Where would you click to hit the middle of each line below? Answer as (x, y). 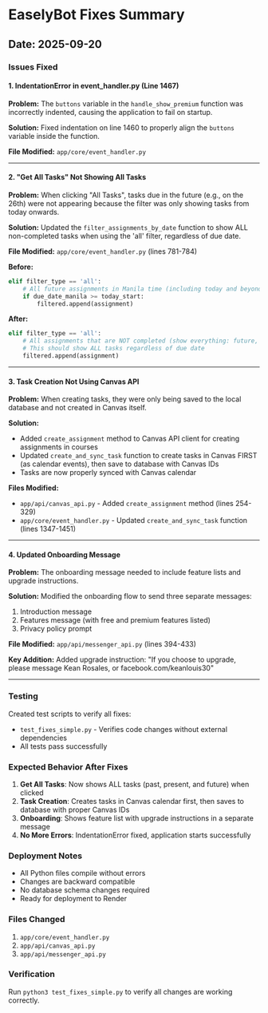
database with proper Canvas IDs (75, 809)
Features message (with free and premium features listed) (115, 620)
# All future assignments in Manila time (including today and (130, 289)
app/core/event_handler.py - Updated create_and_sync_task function (134, 520)
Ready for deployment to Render (73, 899)
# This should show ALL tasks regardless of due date (114, 349)
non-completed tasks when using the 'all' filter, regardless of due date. (125, 235)
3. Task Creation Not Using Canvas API (74, 382)
